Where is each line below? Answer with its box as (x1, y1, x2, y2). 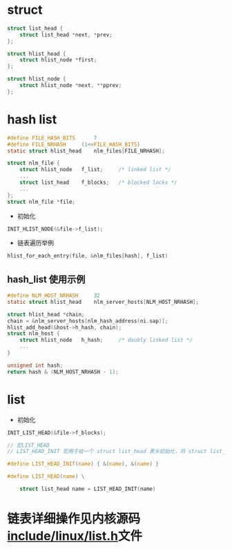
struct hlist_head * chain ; (7, 311, 85, 318)
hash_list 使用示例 (7, 273, 86, 285)
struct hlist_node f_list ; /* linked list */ (19, 166, 171, 173)
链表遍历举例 (17, 239, 54, 247)
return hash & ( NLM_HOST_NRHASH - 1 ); (7, 368, 119, 375)
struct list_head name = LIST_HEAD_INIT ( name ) (19, 485, 156, 492)
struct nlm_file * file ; (7, 198, 76, 205)
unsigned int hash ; (7, 362, 64, 369)
